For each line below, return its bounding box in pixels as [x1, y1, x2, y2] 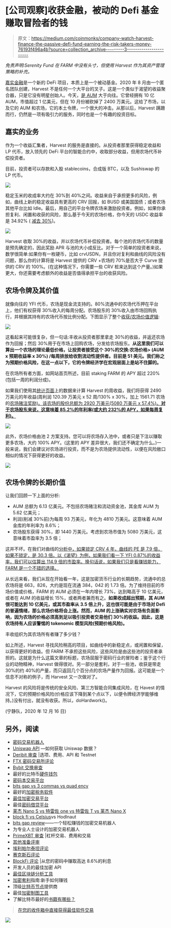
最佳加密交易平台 [12, 795, 49, 802]
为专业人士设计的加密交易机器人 [12, 826, 80, 832]
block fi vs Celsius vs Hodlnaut [12, 814, 76, 820]
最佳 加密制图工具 [12, 890, 49, 896]
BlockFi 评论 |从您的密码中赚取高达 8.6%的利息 [12, 858, 112, 864]
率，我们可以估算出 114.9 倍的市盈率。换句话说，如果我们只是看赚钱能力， [5, 558, 161, 565]
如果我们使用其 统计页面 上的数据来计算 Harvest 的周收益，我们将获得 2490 [5, 387, 162, 393]
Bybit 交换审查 [12, 765, 43, 771]
